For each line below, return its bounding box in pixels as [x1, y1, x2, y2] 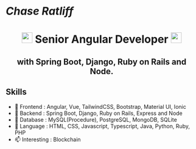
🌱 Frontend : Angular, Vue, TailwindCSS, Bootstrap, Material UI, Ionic [14, 103, 186, 110]
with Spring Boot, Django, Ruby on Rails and [16, 57, 187, 67]
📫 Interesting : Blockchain [14, 136, 81, 143]
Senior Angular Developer [35, 32, 169, 46]
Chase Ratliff [5, 4, 74, 18]
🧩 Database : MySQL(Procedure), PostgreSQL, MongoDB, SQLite [14, 116, 177, 123]
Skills [5, 87, 27, 97]
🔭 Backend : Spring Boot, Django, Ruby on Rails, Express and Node [14, 109, 183, 117]
